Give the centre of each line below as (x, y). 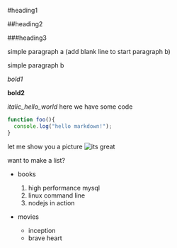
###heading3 (27, 38)
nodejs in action (51, 203)
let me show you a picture (45, 146)
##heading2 (25, 24)
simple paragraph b (36, 65)
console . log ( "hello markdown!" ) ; (63, 126)
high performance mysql (64, 188)
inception (42, 230)
